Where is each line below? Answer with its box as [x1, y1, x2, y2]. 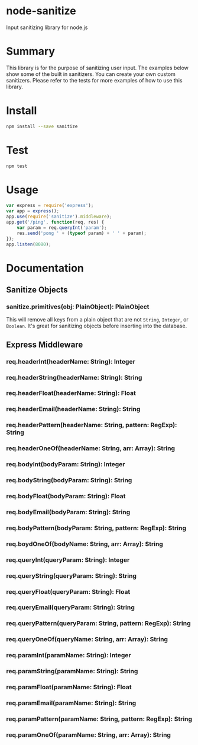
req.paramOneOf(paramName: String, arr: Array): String [6, 731, 171, 739]
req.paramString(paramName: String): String [6, 667, 138, 676]
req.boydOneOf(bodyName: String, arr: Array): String [6, 540, 164, 548]
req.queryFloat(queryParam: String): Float [6, 587, 131, 596]
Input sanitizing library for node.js [6, 24, 88, 31]
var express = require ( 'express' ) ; [6, 203, 94, 209]
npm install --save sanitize [6, 123, 78, 129]
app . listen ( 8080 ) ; [6, 241, 51, 247]
